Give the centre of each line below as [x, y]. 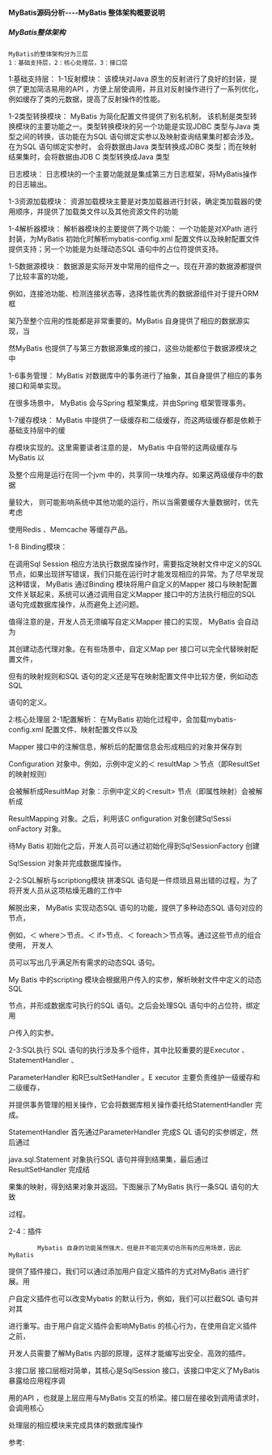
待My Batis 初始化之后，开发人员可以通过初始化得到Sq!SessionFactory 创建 [134, 846]
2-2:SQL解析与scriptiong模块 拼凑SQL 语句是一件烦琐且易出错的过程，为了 [133, 880]
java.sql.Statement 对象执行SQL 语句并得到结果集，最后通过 [108, 1159]
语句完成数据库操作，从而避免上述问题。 [76, 604]
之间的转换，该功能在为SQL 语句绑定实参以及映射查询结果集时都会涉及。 [137, 136]
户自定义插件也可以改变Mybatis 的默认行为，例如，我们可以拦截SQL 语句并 [134, 1298]
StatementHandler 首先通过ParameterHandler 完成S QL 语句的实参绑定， [130, 1132]
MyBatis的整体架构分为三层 [49, 54]
